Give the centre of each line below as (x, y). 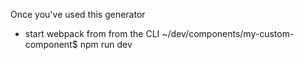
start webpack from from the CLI (92, 33)
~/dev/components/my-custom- (228, 33)
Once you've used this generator (78, 14)
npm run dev (106, 44)
